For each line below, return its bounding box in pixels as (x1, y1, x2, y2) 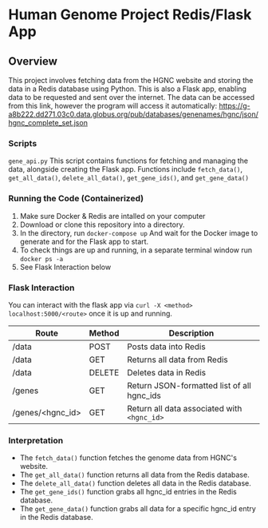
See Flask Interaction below (19, 262, 112, 272)
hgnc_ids (127, 390, 162, 401)
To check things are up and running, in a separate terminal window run (19, 245, 253, 255)
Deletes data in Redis (127, 367, 206, 378)
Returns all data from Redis (127, 354, 229, 365)
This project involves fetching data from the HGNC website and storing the (8, 76, 254, 85)
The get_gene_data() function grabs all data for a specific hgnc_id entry (19, 504, 257, 514)
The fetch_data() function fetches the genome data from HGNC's (19, 453, 238, 462)
